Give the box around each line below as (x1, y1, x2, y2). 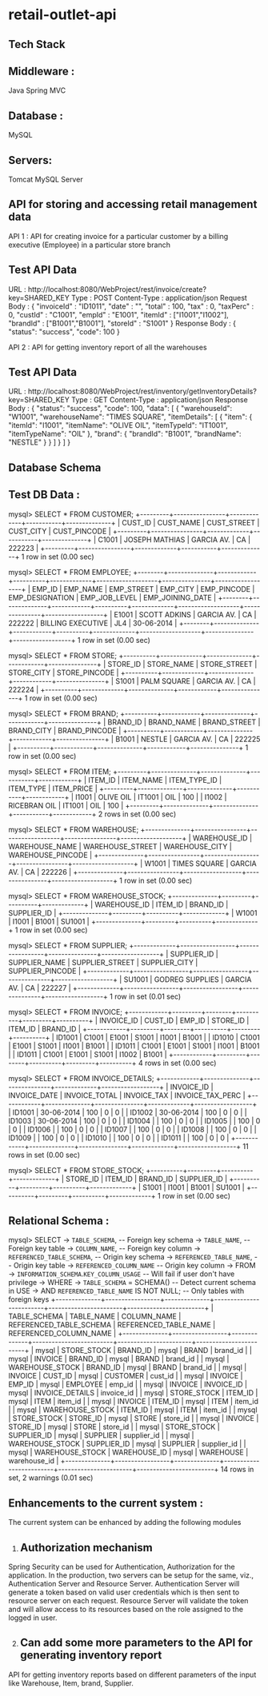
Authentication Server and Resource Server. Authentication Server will (8, 1579, 240, 1589)
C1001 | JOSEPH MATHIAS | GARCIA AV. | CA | (98, 534, 251, 545)
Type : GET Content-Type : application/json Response (70, 395, 248, 405)
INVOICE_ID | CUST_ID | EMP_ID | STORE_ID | (98, 1016, 250, 1025)
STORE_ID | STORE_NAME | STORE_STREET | (107, 659, 258, 668)
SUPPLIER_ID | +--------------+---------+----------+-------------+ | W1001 (8, 908, 258, 917)
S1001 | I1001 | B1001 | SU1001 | (142, 1182, 246, 1192)
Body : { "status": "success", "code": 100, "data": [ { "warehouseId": (8, 404, 233, 413)
